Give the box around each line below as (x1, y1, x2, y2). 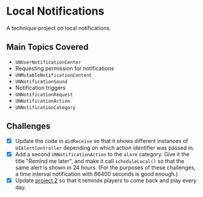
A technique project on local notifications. (6, 24, 112, 32)
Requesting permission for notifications (15, 64, 115, 72)
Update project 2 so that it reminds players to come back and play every (15, 176, 197, 184)
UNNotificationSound (15, 78, 68, 85)
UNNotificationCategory (15, 105, 76, 111)
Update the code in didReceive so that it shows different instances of (15, 137, 188, 144)
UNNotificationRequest (15, 91, 73, 98)
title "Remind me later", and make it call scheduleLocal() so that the (15, 157, 185, 165)
